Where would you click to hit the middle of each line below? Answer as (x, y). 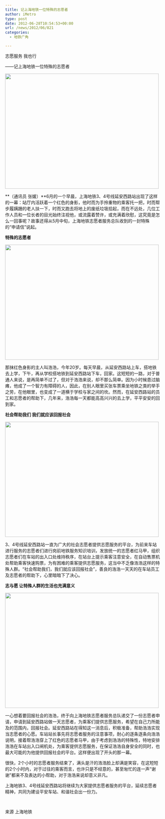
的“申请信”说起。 (22, 227)
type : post (16, 19)
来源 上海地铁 (19, 812)
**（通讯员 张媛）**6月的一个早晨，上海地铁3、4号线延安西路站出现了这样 (82, 196)
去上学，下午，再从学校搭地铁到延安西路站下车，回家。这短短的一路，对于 (80, 373)
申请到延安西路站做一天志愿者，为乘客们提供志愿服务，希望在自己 (80, 721)
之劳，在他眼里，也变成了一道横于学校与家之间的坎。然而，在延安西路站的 (80, 392)
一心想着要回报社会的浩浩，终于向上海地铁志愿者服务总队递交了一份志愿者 (80, 715)
